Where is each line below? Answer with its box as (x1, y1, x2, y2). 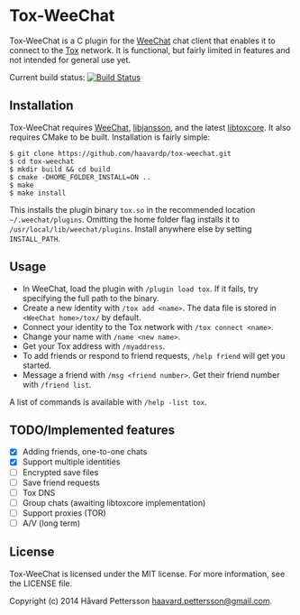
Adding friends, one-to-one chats (22, 446, 148, 457)
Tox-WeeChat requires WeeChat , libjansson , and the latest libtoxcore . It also (9, 122, 291, 133)
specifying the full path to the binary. (22, 292, 159, 303)
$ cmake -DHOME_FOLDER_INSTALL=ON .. (9, 172, 151, 181)
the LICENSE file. (9, 578, 73, 589)
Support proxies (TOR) (22, 507, 106, 519)
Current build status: (9, 71, 86, 82)
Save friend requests (22, 477, 101, 488)
